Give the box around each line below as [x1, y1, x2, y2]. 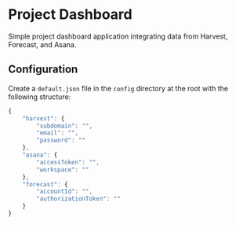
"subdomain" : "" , [36, 122, 93, 130]
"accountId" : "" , [36, 187, 93, 196]
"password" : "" [36, 136, 86, 145]
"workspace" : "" [36, 165, 89, 174]
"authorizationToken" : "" [36, 195, 122, 203]
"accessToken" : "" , [36, 158, 100, 166]
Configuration [8, 63, 78, 76]
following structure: [8, 92, 71, 101]
